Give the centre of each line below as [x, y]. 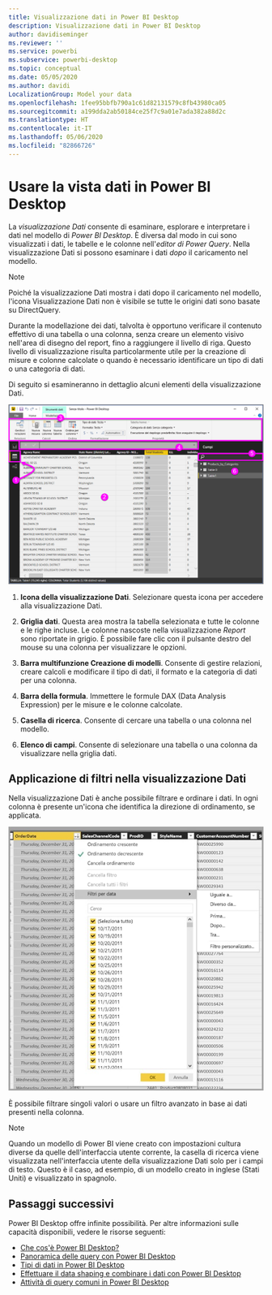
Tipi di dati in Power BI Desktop [72, 1265]
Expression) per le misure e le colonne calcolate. [101, 704]
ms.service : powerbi [43, 52]
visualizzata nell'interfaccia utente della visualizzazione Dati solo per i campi [136, 1161]
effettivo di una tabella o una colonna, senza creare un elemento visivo [126, 334]
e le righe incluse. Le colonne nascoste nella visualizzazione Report [133, 630]
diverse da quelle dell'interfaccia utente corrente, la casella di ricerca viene [134, 1152]
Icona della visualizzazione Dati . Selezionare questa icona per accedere [142, 597]
